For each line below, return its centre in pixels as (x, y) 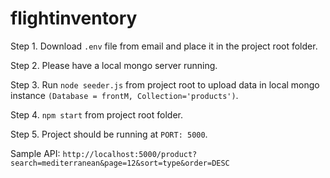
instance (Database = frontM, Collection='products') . (124, 95)
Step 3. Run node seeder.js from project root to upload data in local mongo (165, 84)
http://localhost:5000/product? (130, 154)
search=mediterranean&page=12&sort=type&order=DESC (120, 163)
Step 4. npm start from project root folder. (96, 114)
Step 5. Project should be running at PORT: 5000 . (109, 134)
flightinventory (74, 18)
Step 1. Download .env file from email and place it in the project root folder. (164, 46)
